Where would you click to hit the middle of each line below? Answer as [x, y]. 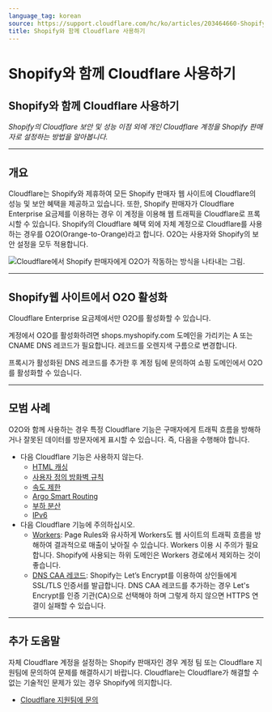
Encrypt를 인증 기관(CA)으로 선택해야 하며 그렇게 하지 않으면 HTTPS [141, 595]
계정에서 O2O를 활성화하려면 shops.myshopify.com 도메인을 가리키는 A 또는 [131, 335]
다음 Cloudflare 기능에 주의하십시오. [77, 524]
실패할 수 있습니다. [77, 605]
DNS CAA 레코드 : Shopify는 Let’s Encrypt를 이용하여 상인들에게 [134, 575]
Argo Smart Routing [65, 496]
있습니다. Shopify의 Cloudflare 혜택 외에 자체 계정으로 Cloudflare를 [140, 224]
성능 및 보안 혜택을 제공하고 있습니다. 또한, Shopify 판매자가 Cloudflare [121, 204]
